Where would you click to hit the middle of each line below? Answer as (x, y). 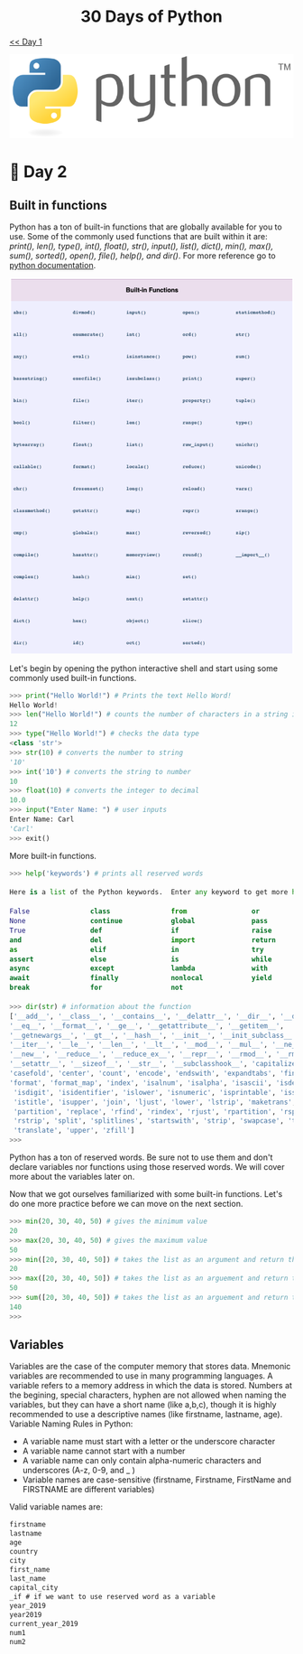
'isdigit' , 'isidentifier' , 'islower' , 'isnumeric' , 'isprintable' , (145, 1092)
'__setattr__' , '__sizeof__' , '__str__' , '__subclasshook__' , (129, 1064)
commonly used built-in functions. (73, 677)
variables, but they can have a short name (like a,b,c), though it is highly (143, 1405)
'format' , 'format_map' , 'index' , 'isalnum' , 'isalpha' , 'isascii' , (141, 1083)
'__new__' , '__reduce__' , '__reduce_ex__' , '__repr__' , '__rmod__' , (141, 1054)
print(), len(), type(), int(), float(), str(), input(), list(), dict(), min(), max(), (141, 247)
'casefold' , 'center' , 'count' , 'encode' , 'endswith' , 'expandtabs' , (143, 1074)
